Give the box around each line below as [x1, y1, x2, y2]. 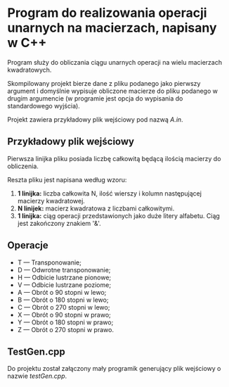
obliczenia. [7, 162, 39, 170]
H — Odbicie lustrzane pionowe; [17, 273, 112, 281]
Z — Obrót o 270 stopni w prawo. [17, 325, 115, 334]
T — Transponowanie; [17, 258, 82, 267]
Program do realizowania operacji [7, 5, 207, 21]
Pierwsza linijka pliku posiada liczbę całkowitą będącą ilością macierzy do [7, 154, 221, 163]
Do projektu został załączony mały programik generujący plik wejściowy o [7, 364, 221, 373]
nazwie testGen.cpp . [7, 372, 67, 381]
